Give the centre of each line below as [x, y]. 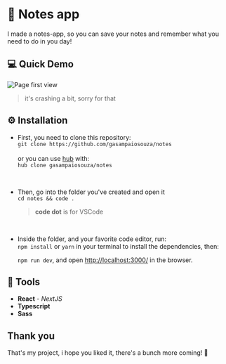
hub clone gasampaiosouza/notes [65, 165]
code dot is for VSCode [69, 212]
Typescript [34, 306]
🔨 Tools [24, 281]
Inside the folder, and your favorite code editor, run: [92, 239]
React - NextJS [40, 299]
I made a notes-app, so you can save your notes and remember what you [113, 34]
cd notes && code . [46, 199]
